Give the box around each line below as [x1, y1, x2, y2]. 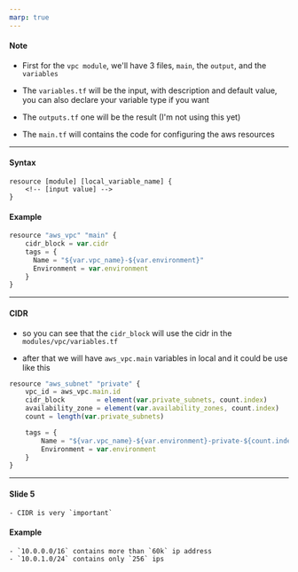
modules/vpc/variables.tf [21, 337, 118, 346]
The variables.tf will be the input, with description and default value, [21, 85, 278, 96]
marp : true [9, 12, 50, 22]
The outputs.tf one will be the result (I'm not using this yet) [21, 112, 241, 122]
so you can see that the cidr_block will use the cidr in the [21, 327, 232, 338]
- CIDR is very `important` [9, 508, 114, 517]
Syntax [9, 157, 36, 168]
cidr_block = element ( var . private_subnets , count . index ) [25, 396, 268, 404]
